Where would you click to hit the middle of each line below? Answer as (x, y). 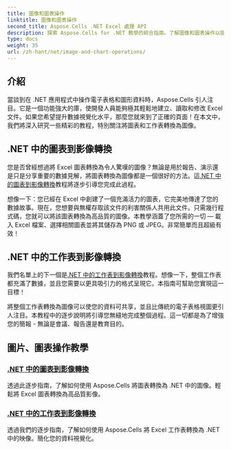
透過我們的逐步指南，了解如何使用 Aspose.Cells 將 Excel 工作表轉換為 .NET (113, 430)
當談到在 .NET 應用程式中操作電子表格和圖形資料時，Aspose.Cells (100, 99)
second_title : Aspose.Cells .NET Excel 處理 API (77, 26)
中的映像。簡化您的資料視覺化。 (52, 439)
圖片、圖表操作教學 (48, 347)
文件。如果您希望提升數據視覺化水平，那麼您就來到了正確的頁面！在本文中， (115, 116)
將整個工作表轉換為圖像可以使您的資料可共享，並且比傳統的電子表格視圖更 (112, 306)
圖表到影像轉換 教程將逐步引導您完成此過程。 (76, 184)
